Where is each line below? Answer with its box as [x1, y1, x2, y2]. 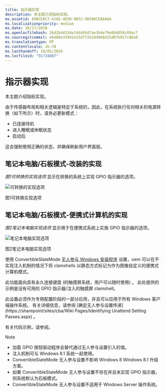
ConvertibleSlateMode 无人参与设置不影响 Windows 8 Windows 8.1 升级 [12, 356, 159, 362]
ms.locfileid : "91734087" [5, 53, 58, 58]
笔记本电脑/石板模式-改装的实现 [5, 160, 102, 168]
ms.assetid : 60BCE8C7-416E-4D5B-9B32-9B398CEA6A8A [5, 16, 112, 21]
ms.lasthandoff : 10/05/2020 [5, 49, 63, 54]
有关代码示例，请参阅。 [5, 324, 53, 330]
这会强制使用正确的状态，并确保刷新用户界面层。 [5, 144, 105, 150]
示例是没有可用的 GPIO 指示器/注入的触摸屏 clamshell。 [5, 285, 118, 291]
